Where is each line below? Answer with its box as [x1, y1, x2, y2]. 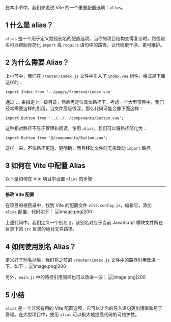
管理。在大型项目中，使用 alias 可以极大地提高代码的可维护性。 [5, 311, 140, 318]
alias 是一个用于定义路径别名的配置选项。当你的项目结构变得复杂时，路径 [5, 35, 161, 41]
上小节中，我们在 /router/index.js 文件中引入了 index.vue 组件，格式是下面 [5, 73, 165, 79]
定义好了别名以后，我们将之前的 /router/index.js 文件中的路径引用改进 [5, 257, 156, 263]
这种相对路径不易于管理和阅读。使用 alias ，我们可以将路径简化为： [5, 125, 148, 131]
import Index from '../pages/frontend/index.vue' [5, 89, 113, 95]
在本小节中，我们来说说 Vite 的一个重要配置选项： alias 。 [5, 5, 126, 10]
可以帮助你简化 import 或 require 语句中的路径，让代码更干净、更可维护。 [9, 41, 165, 48]
